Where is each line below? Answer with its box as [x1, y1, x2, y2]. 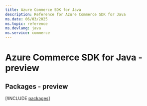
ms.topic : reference [5, 21, 48, 26]
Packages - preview [5, 82, 68, 91]
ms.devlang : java [5, 26, 41, 31]
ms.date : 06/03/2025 [5, 16, 48, 21]
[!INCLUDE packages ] [5, 96, 50, 101]
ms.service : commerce [5, 30, 50, 35]
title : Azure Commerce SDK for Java [5, 7, 81, 12]
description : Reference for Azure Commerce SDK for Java [5, 12, 126, 17]
